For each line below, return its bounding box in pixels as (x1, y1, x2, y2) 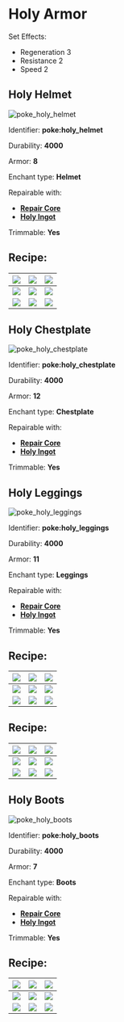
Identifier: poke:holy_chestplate (8, 360, 116, 370)
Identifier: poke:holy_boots (8, 830, 99, 840)
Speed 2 (19, 64, 48, 74)
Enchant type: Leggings (8, 570, 89, 580)
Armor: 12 (8, 391, 41, 401)
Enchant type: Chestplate (8, 407, 94, 417)
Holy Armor (8, 5, 88, 23)
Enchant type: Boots (8, 877, 76, 887)
